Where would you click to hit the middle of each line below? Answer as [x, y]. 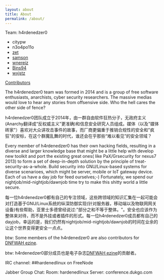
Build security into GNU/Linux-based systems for [98, 167]
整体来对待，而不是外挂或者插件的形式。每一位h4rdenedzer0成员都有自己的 [81, 216]
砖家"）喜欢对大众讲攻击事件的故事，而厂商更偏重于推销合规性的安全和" [78, 130]
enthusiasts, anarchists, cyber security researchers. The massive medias [79, 97]
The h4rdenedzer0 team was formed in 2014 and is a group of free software [82, 92]
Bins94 [19, 68]
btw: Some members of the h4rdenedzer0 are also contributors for [72, 238]
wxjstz [19, 73]
